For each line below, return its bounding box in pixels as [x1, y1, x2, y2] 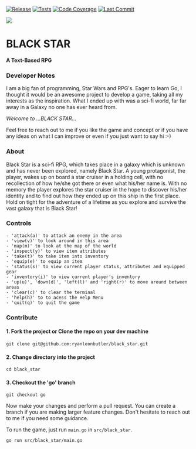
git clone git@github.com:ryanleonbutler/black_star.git [6, 341, 148, 347]
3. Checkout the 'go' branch [6, 379, 76, 386]
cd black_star [6, 367, 41, 372]
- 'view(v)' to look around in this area [6, 237, 109, 244]
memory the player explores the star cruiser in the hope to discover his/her [6, 186, 187, 193]
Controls [6, 219, 32, 227]
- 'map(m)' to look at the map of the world [6, 243, 117, 249]
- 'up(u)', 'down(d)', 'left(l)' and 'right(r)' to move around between [6, 279, 188, 285]
